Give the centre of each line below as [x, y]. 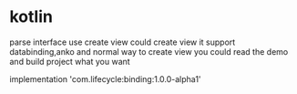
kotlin [31, 17]
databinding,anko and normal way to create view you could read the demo [149, 51]
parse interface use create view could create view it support [123, 42]
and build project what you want [70, 61]
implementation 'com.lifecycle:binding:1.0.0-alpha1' [106, 78]
